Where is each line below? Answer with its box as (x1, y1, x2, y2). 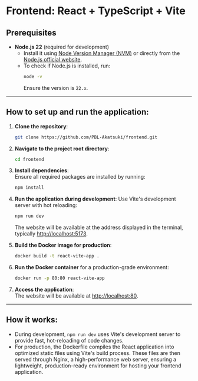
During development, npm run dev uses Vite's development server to (14, 330, 181, 338)
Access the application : (14, 286, 74, 293)
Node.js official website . (23, 56, 82, 63)
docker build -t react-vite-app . (14, 253, 100, 259)
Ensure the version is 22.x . (23, 84, 88, 91)
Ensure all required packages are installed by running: (14, 173, 146, 180)
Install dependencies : (14, 167, 69, 174)
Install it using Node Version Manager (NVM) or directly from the (23, 50, 180, 57)
